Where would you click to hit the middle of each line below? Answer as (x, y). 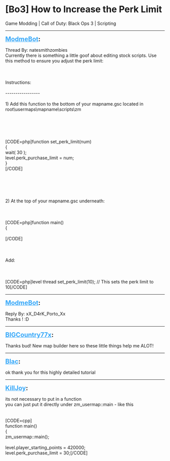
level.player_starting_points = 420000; (46, 447)
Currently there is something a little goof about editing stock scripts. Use (81, 55)
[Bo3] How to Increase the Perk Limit (84, 9)
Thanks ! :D (17, 319)
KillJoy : (17, 388)
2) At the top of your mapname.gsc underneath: (55, 201)
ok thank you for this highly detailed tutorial (51, 372)
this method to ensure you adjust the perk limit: (54, 61)
